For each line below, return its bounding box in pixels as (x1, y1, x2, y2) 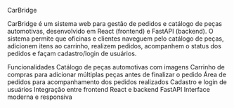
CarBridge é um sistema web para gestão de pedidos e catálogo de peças (7, 20, 223, 27)
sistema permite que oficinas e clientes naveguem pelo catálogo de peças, (7, 34, 224, 43)
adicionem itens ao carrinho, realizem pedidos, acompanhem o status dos (7, 42, 221, 50)
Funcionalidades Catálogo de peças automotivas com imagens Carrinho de (7, 63, 225, 71)
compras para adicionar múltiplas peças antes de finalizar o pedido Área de (7, 70, 227, 79)
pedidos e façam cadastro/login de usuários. (7, 49, 137, 58)
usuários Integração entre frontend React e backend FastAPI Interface (7, 86, 211, 93)
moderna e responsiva (7, 93, 72, 101)
